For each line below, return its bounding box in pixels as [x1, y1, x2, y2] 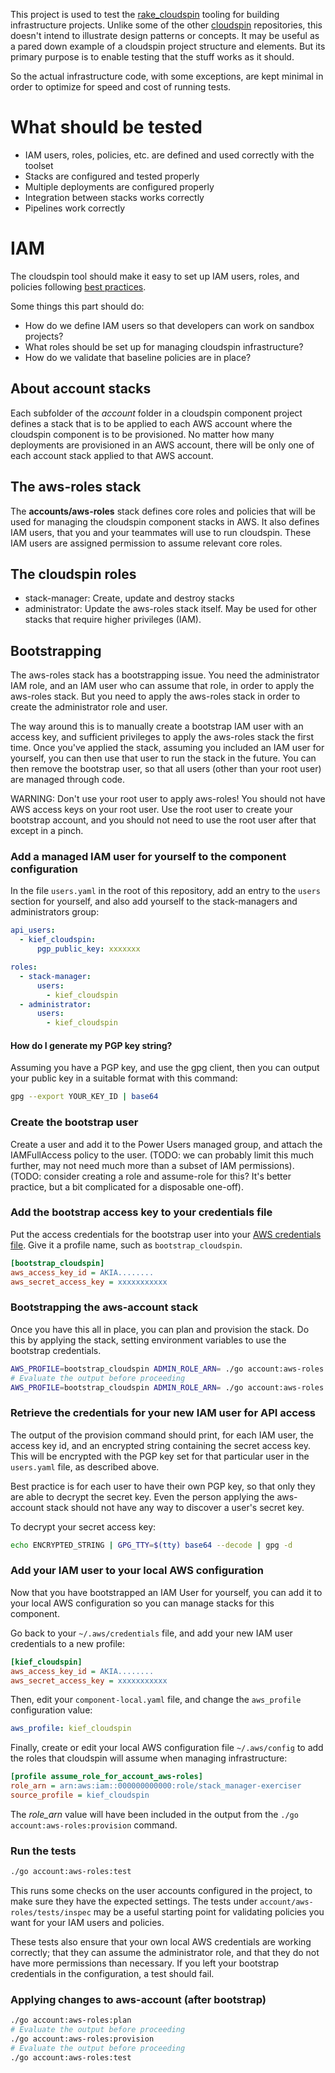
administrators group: [10, 906, 100, 918]
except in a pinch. [10, 825, 84, 837]
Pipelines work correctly [24, 202, 126, 214]
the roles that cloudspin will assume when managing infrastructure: [10, 1752, 288, 1764]
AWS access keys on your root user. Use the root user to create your [10, 804, 293, 816]
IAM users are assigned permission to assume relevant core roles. [10, 537, 283, 549]
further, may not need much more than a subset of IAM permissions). [10, 1159, 295, 1171]
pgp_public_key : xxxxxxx [36, 944, 141, 954]
